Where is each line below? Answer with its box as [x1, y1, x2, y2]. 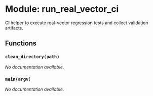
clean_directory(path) [5, 54, 60, 60]
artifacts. [5, 25, 24, 31]
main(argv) [5, 76, 31, 82]
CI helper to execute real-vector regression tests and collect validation [5, 20, 148, 26]
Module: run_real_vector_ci [5, 3, 119, 15]
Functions [5, 39, 37, 48]
